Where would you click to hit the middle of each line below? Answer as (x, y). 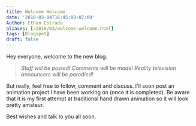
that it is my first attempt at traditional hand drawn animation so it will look (97, 99)
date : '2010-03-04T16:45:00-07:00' (51, 17)
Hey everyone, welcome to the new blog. (57, 56)
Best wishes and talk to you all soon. (51, 116)
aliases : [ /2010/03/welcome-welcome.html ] (60, 28)
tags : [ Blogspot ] (28, 34)
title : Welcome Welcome (36, 12)
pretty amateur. (25, 105)
